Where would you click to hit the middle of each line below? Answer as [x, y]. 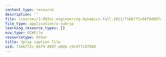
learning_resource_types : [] [35, 28]
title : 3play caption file [33, 42]
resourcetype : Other [26, 38]
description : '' [22, 14]
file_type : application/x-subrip [40, 24]
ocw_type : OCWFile [24, 33]
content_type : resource [30, 10]
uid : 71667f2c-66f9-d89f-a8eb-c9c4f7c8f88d [51, 47]
